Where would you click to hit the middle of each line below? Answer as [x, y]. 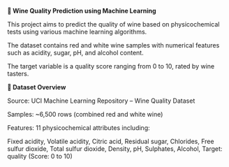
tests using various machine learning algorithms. [77, 32]
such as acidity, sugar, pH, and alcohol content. [76, 53]
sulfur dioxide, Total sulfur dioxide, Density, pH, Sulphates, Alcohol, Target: [115, 149]
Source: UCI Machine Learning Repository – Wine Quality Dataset [101, 101]
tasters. [18, 74]
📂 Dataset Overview [37, 87]
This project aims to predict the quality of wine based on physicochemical [113, 24]
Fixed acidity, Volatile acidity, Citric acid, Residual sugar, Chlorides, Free [111, 141]
